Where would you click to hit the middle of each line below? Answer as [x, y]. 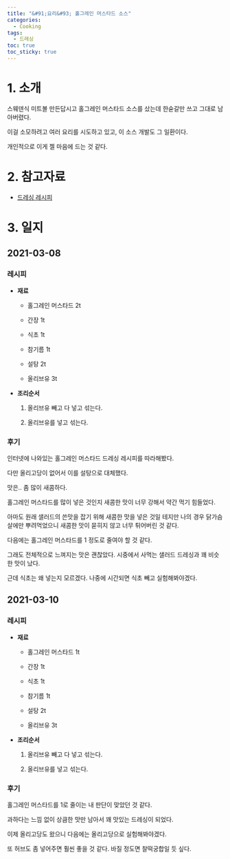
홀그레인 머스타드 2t [54, 305]
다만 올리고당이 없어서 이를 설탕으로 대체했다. [68, 473]
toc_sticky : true [32, 52]
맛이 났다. [27, 563]
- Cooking [27, 26]
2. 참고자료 [36, 177]
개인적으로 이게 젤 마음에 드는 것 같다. [57, 146]
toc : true [21, 45]
